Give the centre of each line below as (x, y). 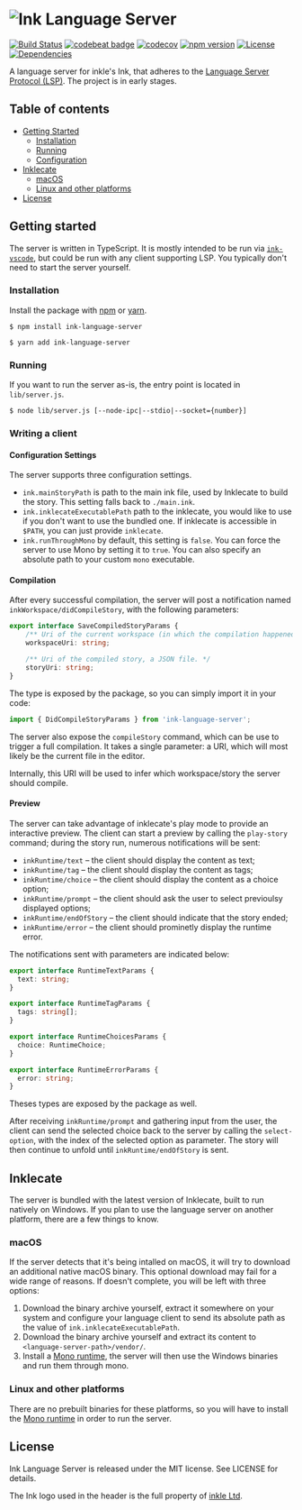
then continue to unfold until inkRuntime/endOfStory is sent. (119, 1150)
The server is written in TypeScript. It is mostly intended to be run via (137, 248)
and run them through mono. (75, 1366)
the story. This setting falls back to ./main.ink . (109, 502)
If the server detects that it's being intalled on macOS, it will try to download (150, 1262)
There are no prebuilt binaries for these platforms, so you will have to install (149, 1409)
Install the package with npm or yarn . (78, 310)
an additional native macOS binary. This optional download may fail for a (143, 1272)
